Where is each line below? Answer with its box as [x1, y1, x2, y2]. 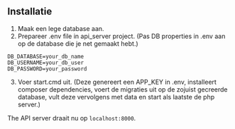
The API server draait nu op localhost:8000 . [7, 113, 136, 122]
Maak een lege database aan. [17, 24, 104, 32]
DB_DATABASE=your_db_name [7, 53, 84, 60]
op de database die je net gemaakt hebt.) [17, 39, 138, 48]
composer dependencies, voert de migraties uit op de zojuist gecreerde [17, 85, 229, 94]
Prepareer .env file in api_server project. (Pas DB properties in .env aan [17, 32, 226, 40]
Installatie [7, 6, 53, 18]
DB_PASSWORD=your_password [7, 65, 87, 73]
